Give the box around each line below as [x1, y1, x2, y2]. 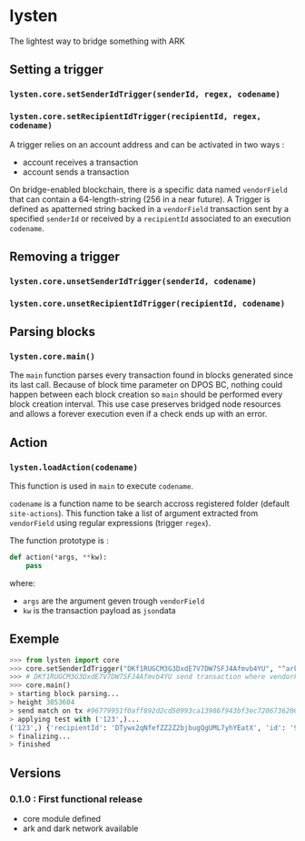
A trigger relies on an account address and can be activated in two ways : [9, 138, 285, 150]
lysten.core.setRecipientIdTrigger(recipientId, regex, [9, 111, 261, 122]
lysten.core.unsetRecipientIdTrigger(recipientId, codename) [9, 298, 286, 309]
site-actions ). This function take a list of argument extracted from [9, 508, 259, 519]
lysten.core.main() [9, 351, 95, 362]
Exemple [9, 632, 60, 647]
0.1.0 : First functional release [9, 793, 143, 806]
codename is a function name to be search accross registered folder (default [9, 498, 290, 510]
